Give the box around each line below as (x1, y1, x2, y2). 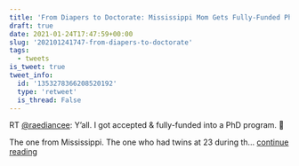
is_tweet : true (9, 63, 66, 72)
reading (9, 146, 38, 157)
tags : (9, 46, 29, 55)
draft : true (9, 21, 53, 30)
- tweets (17, 54, 50, 63)
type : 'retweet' (17, 87, 77, 96)
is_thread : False (17, 95, 82, 105)
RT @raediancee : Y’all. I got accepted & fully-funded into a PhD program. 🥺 (9, 120, 285, 130)
